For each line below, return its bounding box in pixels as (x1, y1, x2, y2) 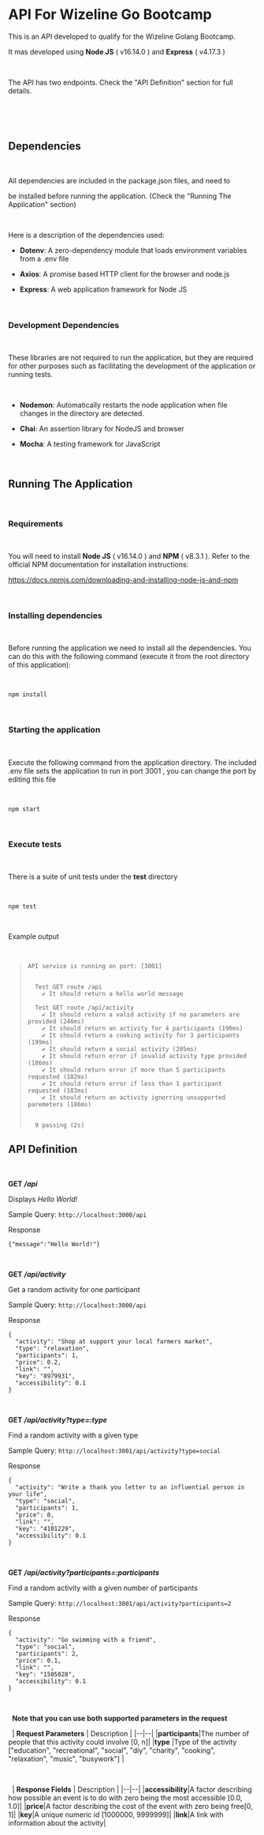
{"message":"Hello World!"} (8, 1240, 101, 1248)
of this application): (8, 660, 71, 669)
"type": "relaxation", (15, 1344, 90, 1352)
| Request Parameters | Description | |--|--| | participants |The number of (11, 1728, 250, 1738)
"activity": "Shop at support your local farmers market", (15, 1337, 214, 1345)
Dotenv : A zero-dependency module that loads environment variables (19, 245, 247, 254)
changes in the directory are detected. (19, 409, 144, 418)
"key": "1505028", (15, 1670, 76, 1679)
